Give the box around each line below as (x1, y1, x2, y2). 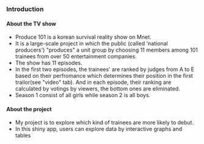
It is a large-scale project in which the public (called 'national (15, 40, 168, 47)
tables (15, 132, 31, 139)
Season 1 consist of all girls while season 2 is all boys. (15, 92, 151, 99)
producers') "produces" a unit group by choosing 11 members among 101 (15, 46, 198, 53)
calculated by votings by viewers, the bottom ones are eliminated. (15, 85, 180, 92)
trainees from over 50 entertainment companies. (15, 53, 137, 60)
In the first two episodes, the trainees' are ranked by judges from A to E (15, 66, 195, 73)
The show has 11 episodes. (15, 60, 83, 67)
